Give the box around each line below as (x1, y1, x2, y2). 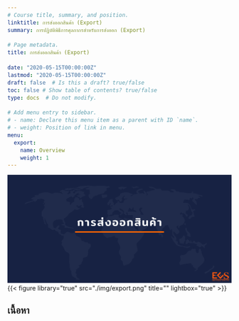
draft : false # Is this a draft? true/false (7, 79, 144, 86)
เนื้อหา (7, 305, 30, 317)
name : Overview (20, 147, 65, 154)
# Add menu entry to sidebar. (7, 109, 97, 117)
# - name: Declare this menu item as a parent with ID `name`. (7, 117, 199, 124)
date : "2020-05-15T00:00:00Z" (7, 64, 97, 71)
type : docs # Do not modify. (7, 94, 97, 101)
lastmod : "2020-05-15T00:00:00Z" (7, 71, 107, 78)
